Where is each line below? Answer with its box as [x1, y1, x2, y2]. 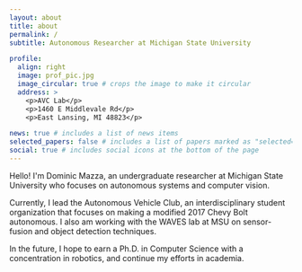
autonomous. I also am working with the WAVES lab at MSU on [9, 216, 241, 227]
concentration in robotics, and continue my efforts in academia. [9, 252, 244, 263]
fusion [9, 225, 33, 236]
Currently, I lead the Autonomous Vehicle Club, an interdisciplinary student [9, 197, 286, 207]
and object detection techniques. [34, 225, 157, 236]
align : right [17, 63, 67, 72]
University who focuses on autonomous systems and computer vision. [9, 180, 270, 190]
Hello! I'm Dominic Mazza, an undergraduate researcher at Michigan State [9, 170, 284, 180]
